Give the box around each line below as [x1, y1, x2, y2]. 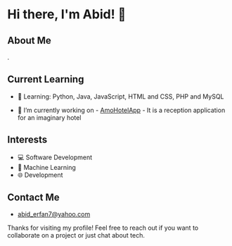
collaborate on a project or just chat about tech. [7, 231, 146, 240]
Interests [7, 134, 48, 146]
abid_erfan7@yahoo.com [17, 210, 91, 219]
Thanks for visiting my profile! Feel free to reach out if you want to [7, 223, 199, 232]
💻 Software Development [17, 153, 93, 161]
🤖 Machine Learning [17, 163, 76, 171]
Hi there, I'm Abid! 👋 [7, 6, 127, 23]
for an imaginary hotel [17, 113, 82, 122]
